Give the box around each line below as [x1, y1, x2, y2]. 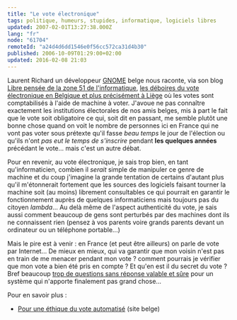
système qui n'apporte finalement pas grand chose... [7, 277, 161, 285]
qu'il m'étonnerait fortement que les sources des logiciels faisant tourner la [7, 180, 226, 189]
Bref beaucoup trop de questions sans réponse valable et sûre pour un [7, 269, 214, 277]
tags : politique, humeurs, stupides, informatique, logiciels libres [7, 17, 217, 24]
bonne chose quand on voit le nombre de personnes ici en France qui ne [7, 121, 219, 130]
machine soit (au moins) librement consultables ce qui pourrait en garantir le [7, 187, 230, 196]
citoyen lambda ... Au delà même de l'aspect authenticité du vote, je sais [7, 203, 217, 211]
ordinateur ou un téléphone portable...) [7, 225, 120, 234]
